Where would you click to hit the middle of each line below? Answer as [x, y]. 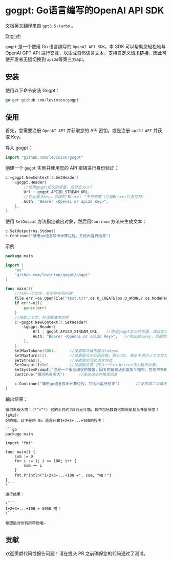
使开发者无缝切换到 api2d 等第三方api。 [46, 59]
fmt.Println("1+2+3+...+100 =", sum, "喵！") [63, 475]
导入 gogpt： [19, 148]
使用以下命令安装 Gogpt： [33, 90]
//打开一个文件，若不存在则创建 [44, 294]
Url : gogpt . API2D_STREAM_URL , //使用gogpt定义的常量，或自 [96, 332]
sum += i [33, 465]
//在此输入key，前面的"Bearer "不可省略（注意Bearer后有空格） [85, 197]
